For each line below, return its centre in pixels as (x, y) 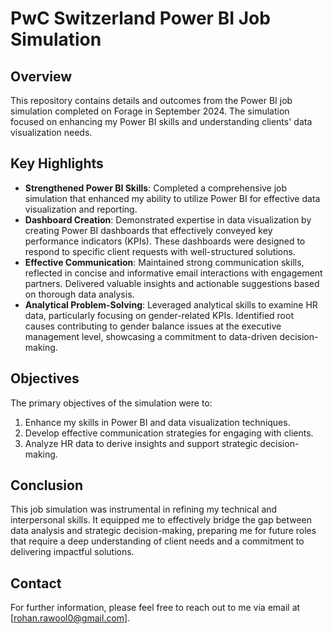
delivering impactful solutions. (72, 552)
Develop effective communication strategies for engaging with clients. (169, 433)
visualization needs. (51, 132)
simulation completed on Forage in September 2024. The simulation (150, 111)
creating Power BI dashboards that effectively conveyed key (148, 230)
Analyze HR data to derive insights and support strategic (141, 443)
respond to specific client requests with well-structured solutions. (160, 251)
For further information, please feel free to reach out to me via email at (155, 608)
